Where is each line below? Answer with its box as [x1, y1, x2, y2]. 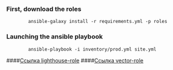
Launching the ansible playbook [6, 33, 103, 41]
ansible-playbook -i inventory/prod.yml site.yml [28, 46, 157, 52]
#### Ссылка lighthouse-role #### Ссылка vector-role [6, 57, 144, 64]
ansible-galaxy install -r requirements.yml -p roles [28, 19, 168, 25]
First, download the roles [6, 5, 82, 13]
